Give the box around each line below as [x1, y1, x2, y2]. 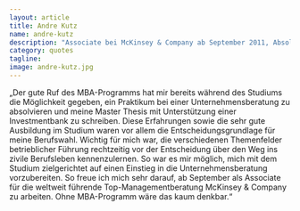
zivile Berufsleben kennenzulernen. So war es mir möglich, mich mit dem [9, 153, 278, 164]
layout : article [9, 12, 70, 22]
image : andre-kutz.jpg [9, 63, 94, 72]
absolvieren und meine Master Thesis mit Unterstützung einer [9, 106, 237, 117]
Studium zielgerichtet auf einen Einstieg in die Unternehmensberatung [9, 162, 268, 174]
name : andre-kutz [9, 29, 74, 38]
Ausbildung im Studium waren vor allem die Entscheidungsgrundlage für [9, 125, 276, 135]
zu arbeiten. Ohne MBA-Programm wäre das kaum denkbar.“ [9, 191, 233, 201]
